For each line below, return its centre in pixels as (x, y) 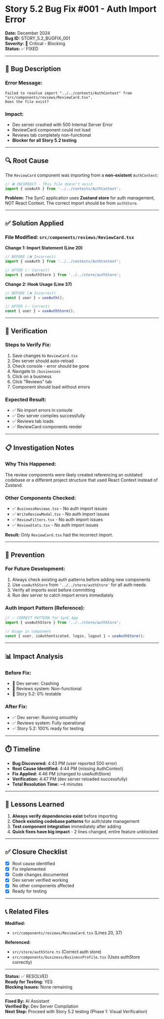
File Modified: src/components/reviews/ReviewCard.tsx (70, 237)
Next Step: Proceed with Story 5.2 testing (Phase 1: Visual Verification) (76, 1012)
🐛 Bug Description (33, 69)
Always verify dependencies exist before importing (65, 816)
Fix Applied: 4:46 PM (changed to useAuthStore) (61, 774)
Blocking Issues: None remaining (39, 987)
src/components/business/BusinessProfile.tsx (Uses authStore (76, 957)
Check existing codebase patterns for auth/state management (76, 821)
